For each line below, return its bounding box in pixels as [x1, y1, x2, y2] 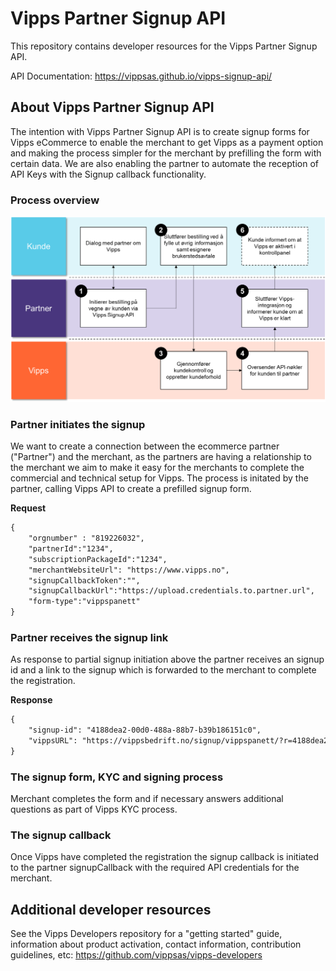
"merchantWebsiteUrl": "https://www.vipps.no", [28, 565, 230, 575]
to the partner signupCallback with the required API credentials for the [10, 862, 300, 874]
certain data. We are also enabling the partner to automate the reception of [10, 157, 319, 169]
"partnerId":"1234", [28, 543, 114, 554]
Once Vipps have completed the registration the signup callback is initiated [10, 851, 320, 863]
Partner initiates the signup [10, 417, 146, 431]
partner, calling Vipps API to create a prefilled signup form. [10, 483, 252, 495]
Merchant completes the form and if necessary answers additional [10, 793, 284, 805]
